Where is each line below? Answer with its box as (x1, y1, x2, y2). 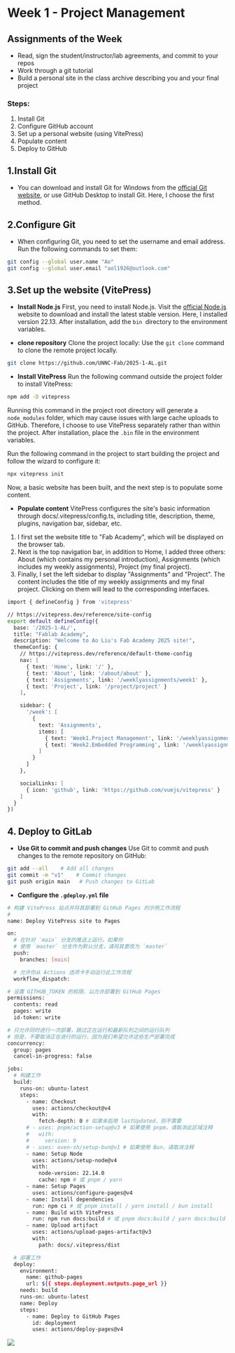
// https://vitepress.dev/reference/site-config (7, 611, 152, 618)
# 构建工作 (13, 1072, 41, 1079)
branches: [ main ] (20, 956, 71, 963)
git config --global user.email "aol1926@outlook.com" (7, 264, 171, 271)
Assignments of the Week (7, 33, 122, 45)
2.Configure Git (7, 219, 76, 231)
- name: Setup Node (25, 1150, 83, 1157)
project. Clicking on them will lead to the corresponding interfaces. (17, 585, 210, 593)
